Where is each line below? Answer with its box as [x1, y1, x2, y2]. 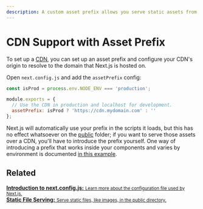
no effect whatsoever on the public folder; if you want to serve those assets [6, 130, 196, 138]
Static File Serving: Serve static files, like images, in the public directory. [6, 196, 167, 203]
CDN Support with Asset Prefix [6, 35, 166, 49]
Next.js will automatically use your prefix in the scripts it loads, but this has [6, 124, 193, 132]
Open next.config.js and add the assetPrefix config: [6, 74, 142, 81]
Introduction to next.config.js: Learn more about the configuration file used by [6, 184, 185, 191]
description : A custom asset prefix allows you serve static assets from [6, 9, 198, 15]
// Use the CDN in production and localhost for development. [12, 102, 173, 108]
